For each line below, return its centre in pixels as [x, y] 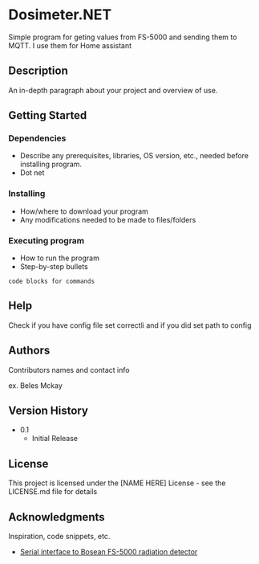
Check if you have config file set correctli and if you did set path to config [130, 325]
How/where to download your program [84, 211]
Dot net [32, 173]
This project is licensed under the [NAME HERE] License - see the [117, 483]
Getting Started [48, 115]
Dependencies [37, 138]
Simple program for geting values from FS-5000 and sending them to [123, 37]
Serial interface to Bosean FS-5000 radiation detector [109, 552]
